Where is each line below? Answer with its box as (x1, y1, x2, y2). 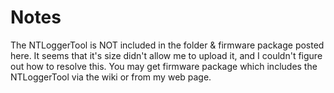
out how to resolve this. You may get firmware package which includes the (10, 60, 318, 72)
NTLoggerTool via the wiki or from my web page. (10, 71, 212, 83)
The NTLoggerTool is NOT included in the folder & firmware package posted (10, 39, 325, 51)
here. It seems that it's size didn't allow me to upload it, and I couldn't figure (10, 49, 323, 61)
